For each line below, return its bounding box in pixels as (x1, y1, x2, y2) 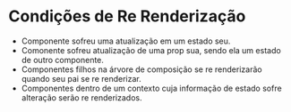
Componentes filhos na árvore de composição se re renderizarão (21, 64, 262, 75)
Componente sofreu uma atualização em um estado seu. (21, 36, 231, 46)
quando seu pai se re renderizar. (21, 73, 142, 84)
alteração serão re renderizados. (21, 92, 142, 103)
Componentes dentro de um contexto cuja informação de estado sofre (21, 83, 283, 93)
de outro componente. (21, 54, 105, 65)
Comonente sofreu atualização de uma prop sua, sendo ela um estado (21, 44, 281, 55)
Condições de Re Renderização (8, 6, 246, 27)
